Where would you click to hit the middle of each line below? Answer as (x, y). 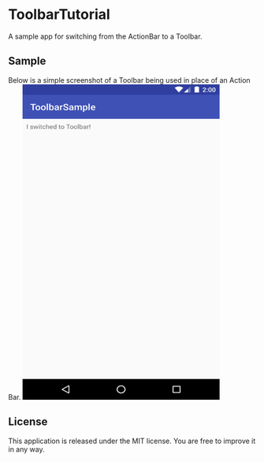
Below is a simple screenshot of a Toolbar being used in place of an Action (129, 80)
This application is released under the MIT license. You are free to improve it (132, 441)
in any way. (26, 449)
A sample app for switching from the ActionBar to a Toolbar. (105, 36)
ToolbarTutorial (59, 15)
